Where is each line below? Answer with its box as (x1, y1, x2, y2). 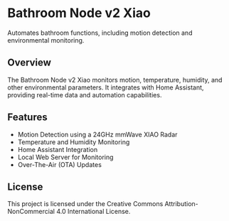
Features (7, 112, 48, 124)
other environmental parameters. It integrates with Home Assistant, (7, 83, 204, 92)
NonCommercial (7, 207, 55, 216)
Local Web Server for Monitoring (17, 153, 114, 161)
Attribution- (164, 200, 199, 208)
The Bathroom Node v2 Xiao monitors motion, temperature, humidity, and (7, 75, 223, 84)
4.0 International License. (56, 207, 131, 216)
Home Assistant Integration (17, 145, 98, 153)
